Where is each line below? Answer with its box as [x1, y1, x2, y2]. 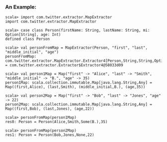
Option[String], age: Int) [5, 32, 61, 37]
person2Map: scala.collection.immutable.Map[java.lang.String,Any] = [5, 102, 153, 107]
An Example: [5, 3, 37, 10]
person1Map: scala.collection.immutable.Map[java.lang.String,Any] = [5, 80, 153, 85]
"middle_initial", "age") [5, 50, 59, 55]
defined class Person [5, 36, 50, 42]
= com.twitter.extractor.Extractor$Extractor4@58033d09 [5, 63, 123, 68]
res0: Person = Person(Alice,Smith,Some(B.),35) [5, 120, 108, 125]
